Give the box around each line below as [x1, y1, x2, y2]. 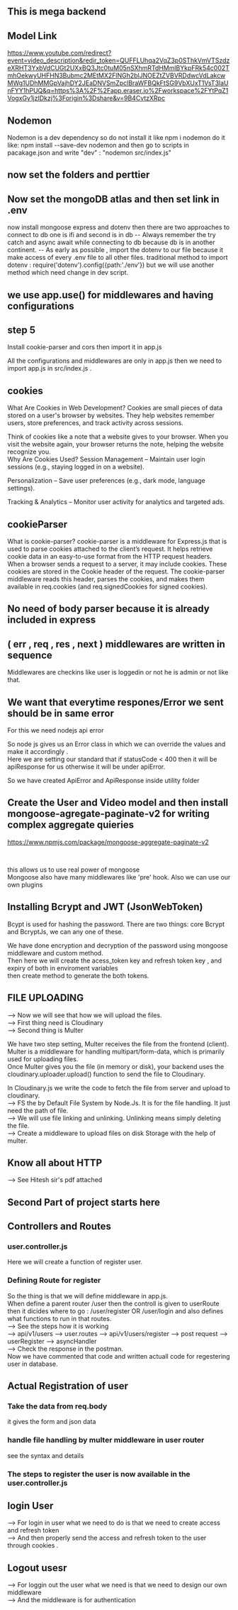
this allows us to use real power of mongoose [7, 865, 140, 874]
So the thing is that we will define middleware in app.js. [7, 1291, 168, 1300]
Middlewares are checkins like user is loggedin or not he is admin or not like [7, 668, 229, 677]
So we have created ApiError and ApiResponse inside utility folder [7, 777, 200, 785]
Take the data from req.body [7, 1401, 108, 1411]
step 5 [7, 324, 36, 336]
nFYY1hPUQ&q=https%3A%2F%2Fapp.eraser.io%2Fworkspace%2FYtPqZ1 [7, 87, 229, 95]
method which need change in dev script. [7, 268, 129, 277]
